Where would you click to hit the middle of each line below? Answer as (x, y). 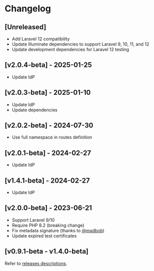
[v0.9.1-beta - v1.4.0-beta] (47, 251)
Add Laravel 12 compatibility (41, 39)
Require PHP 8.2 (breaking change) (48, 225)
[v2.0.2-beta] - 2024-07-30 (49, 125)
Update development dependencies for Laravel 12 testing (71, 49)
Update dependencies (35, 110)
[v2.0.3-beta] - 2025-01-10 (48, 93)
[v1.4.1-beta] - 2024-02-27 (47, 180)
